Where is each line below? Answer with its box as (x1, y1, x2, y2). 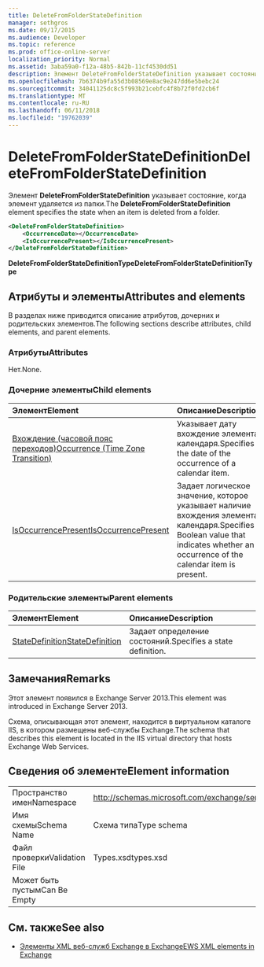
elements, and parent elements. (8, 327, 111, 337)
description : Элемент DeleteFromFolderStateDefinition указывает (8, 70, 226, 78)
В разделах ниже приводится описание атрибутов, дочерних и (8, 311, 220, 320)
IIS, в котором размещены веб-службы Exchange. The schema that (8, 725, 230, 734)
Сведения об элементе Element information (8, 765, 230, 778)
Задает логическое (176, 480, 251, 491)
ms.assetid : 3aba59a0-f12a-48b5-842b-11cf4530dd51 (8, 63, 178, 71)
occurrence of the (176, 548, 244, 559)
